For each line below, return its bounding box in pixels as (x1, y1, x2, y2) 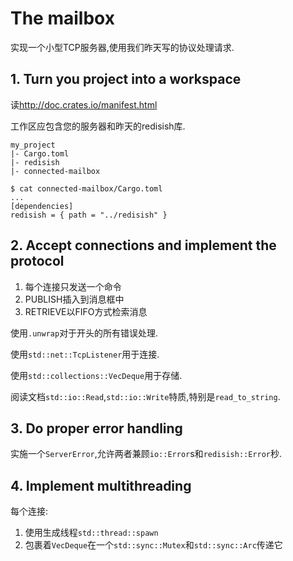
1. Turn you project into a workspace (10, 71, 242, 88)
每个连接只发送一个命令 (24, 280, 122, 292)
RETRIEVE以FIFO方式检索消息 (24, 305, 148, 317)
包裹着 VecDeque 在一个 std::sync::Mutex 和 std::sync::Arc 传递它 (24, 539, 283, 551)
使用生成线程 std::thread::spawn (24, 527, 159, 539)
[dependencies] (10, 201, 74, 211)
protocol (10, 253, 65, 270)
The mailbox (10, 7, 115, 30)
